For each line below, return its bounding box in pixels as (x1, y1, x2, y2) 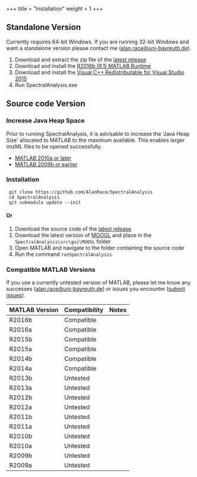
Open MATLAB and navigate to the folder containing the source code (14, 244, 185, 251)
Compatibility (64, 306, 104, 314)
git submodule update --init (8, 199, 82, 205)
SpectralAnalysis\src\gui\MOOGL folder (14, 238, 111, 245)
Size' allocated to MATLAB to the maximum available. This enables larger (6, 137, 185, 144)
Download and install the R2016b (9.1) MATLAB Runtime (14, 62, 151, 69)
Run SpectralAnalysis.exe (14, 81, 77, 88)
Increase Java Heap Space (6, 116, 85, 125)
